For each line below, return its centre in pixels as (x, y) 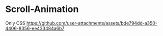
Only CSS (15, 23)
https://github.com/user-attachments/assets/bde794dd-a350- (92, 23)
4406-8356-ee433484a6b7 (35, 28)
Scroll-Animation (42, 9)
